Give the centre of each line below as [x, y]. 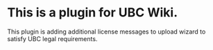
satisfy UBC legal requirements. [52, 38]
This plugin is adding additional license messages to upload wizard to [106, 32]
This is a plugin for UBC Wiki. [93, 13]
